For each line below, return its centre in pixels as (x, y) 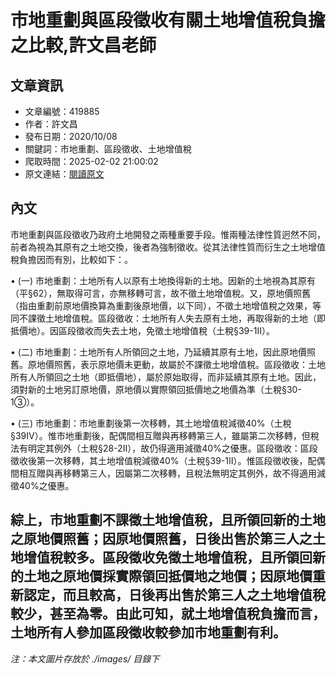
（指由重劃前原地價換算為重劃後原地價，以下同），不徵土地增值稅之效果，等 (166, 305)
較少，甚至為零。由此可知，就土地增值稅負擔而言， (168, 614)
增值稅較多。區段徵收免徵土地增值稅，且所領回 (168, 557)
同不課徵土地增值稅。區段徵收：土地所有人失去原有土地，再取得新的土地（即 (168, 318)
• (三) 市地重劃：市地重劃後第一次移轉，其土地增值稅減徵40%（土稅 (151, 423)
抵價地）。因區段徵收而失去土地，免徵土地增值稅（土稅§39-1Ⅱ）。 (142, 330)
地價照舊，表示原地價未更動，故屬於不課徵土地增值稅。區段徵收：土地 (181, 364)
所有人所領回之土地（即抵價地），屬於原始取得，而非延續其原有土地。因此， (166, 377)
